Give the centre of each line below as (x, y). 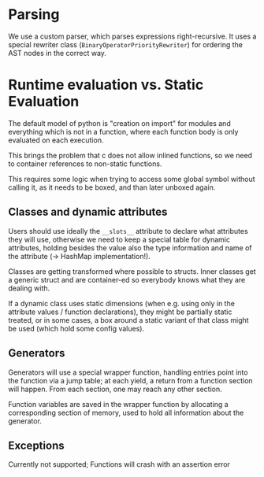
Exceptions (36, 445)
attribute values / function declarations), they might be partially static (120, 312)
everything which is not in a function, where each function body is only (123, 131)
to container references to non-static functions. (85, 164)
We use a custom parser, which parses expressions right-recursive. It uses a (132, 36)
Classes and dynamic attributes (88, 212)
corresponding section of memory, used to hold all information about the (126, 412)
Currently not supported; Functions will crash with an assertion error (119, 464)
